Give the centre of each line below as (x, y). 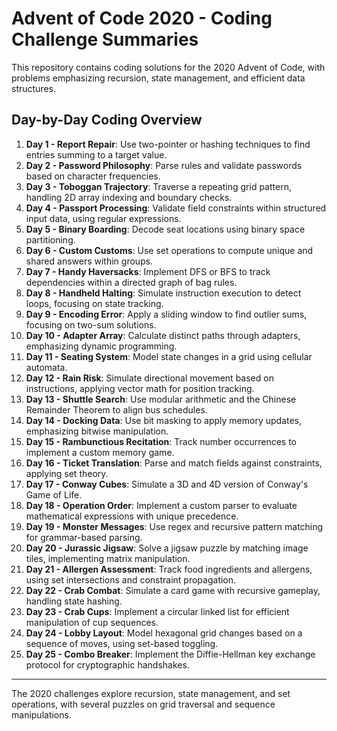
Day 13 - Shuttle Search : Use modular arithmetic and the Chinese (161, 399)
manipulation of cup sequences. (92, 622)
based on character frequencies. (93, 176)
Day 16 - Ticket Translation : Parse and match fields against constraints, (174, 463)
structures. (33, 88)
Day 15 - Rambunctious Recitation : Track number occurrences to (161, 441)
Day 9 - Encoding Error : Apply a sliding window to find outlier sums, (166, 314)
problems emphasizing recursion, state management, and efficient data (158, 78)
